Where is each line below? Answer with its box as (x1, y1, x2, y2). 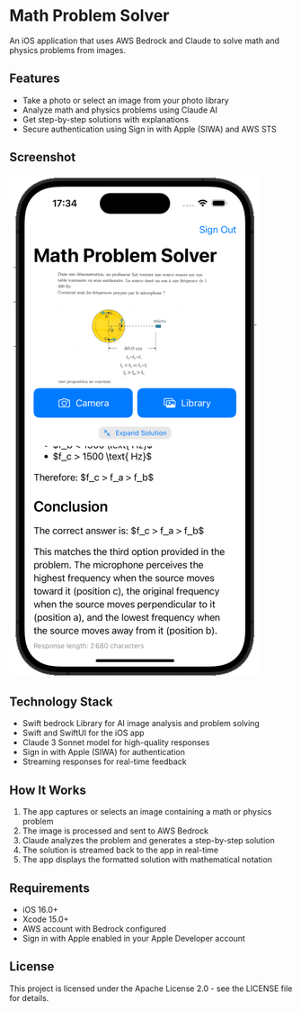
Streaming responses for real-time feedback (22, 756, 187, 767)
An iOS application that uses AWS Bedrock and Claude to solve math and (9, 35, 280, 46)
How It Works (9, 782, 87, 797)
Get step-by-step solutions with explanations (22, 114, 190, 124)
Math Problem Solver (9, 5, 170, 26)
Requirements (9, 880, 90, 896)
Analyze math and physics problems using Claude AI (22, 105, 218, 115)
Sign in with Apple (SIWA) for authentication (22, 747, 186, 758)
